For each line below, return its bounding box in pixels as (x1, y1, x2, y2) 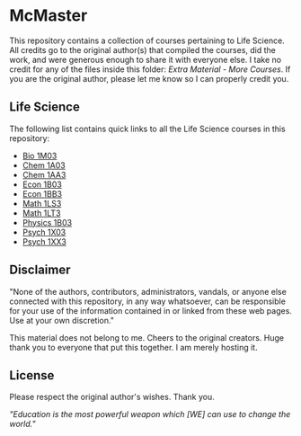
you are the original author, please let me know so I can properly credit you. (9, 73, 289, 84)
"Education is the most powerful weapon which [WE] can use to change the (9, 409, 291, 420)
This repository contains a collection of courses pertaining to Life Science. (9, 35, 285, 46)
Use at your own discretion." (9, 315, 115, 325)
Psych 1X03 (22, 227, 66, 237)
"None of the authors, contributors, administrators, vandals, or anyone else (9, 286, 288, 297)
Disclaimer (9, 262, 71, 278)
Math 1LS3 (22, 198, 62, 209)
